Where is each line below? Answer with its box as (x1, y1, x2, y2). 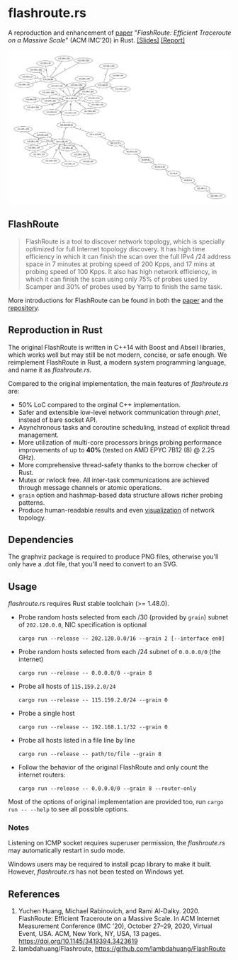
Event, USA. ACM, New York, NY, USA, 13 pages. (18, 930, 161, 938)
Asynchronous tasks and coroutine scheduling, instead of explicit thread (18, 423, 230, 431)
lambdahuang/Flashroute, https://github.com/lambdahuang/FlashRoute (18, 944, 226, 953)
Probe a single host (18, 709, 75, 718)
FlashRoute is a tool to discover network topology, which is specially (25, 237, 225, 246)
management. (18, 430, 59, 439)
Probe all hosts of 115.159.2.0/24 (18, 682, 116, 691)
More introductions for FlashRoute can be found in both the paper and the (8, 296, 224, 304)
